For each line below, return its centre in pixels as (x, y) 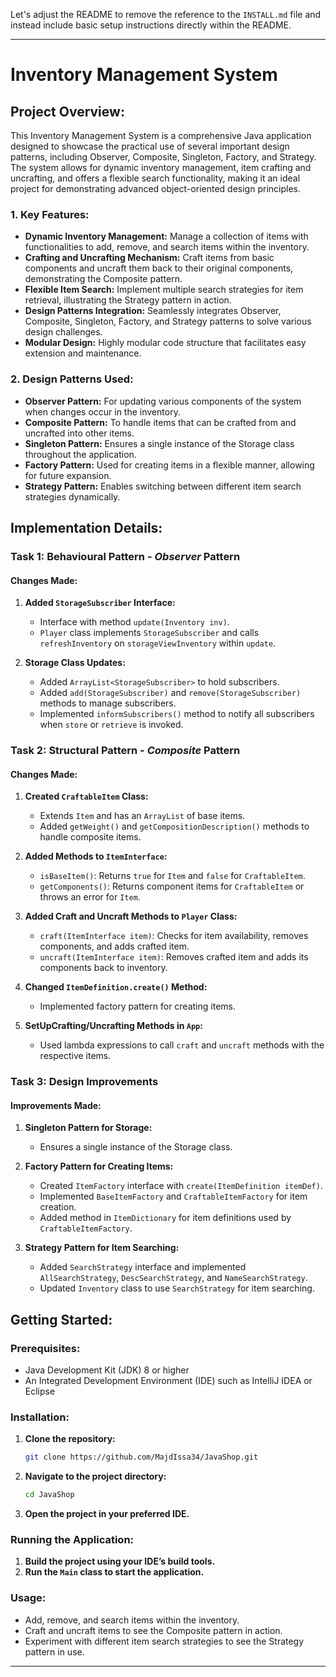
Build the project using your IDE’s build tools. (120, 1561)
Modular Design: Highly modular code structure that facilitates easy (165, 343)
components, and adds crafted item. (114, 946)
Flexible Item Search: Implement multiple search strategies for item (164, 290)
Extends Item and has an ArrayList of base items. (142, 816)
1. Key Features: (50, 214)
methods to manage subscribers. (108, 703)
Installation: (40, 1417)
